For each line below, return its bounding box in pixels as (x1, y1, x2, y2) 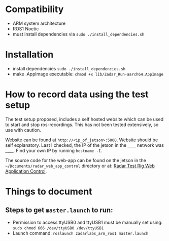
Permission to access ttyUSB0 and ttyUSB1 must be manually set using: (12, 219, 163, 225)
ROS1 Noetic (12, 25, 39, 31)
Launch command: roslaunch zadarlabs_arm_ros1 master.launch (12, 230, 149, 236)
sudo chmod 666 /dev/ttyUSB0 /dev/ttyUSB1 (12, 225, 104, 231)
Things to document (5, 186, 92, 197)
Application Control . (5, 168, 47, 174)
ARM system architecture (12, 20, 66, 26)
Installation (5, 49, 54, 60)
